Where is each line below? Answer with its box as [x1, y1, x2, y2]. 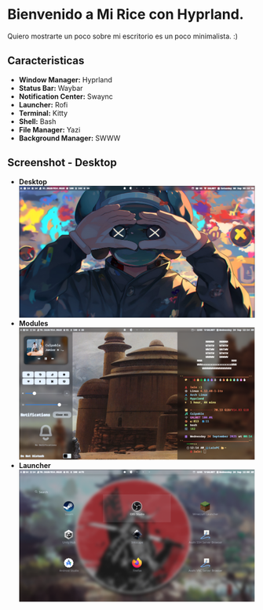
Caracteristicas [7, 54, 85, 67]
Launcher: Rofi [18, 100, 68, 109]
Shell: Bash [18, 116, 57, 126]
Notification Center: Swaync [18, 92, 113, 101]
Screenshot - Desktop [7, 156, 117, 169]
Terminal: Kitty [18, 108, 68, 118]
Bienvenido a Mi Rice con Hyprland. [7, 5, 244, 24]
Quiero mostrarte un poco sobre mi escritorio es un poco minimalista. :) [7, 31, 239, 41]
